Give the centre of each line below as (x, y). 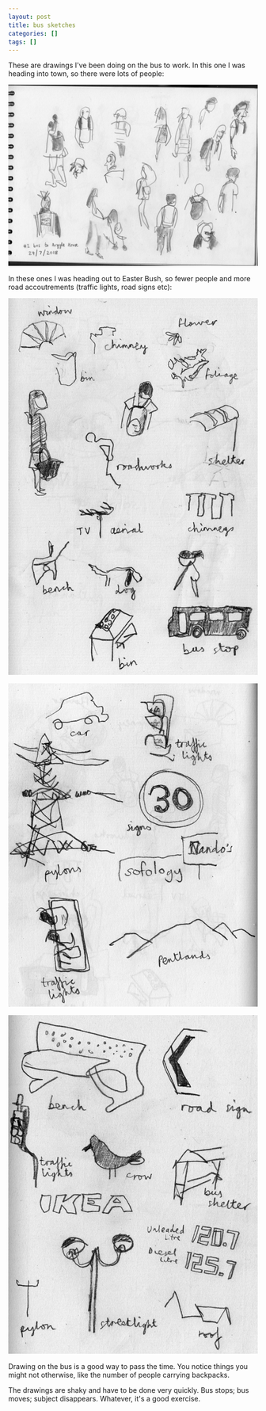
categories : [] (33, 33)
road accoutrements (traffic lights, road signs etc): (90, 287)
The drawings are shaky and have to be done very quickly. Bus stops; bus (129, 1390)
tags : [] (23, 42)
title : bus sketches (42, 25)
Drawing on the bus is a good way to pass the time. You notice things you (128, 1366)
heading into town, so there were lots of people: (86, 74)
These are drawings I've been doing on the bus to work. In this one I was (127, 65)
